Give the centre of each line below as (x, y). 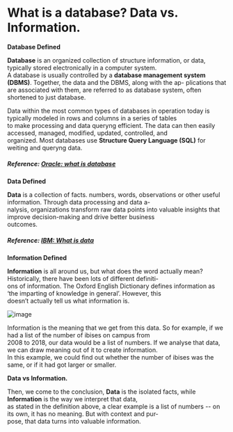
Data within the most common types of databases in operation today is (109, 111)
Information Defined (37, 257)
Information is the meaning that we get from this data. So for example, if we (115, 328)
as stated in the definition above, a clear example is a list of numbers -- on (114, 406)
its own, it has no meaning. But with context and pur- (83, 414)
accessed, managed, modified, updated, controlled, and (88, 133)
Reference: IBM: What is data (50, 240)
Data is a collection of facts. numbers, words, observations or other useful (114, 194)
